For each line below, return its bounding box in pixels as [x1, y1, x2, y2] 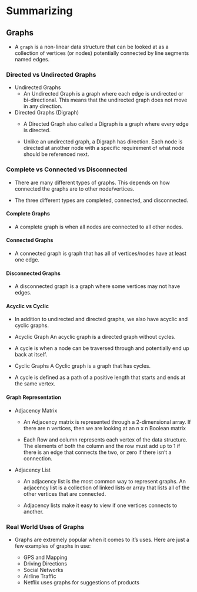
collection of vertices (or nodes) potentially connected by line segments [14, 50, 189, 57]
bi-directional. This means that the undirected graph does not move [23, 96, 188, 104]
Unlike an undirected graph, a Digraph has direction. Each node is [23, 138, 183, 145]
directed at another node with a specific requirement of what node [23, 145, 185, 152]
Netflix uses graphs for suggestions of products [23, 578, 140, 586]
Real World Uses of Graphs [6, 522, 85, 531]
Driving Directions [23, 560, 68, 567]
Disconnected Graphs [6, 270, 61, 277]
